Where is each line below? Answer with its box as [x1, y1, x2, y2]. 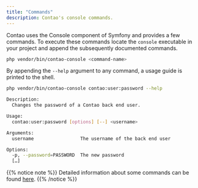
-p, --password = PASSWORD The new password [12, 152, 124, 159]
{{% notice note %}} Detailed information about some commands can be [6, 169, 189, 176]
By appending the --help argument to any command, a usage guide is [6, 67, 182, 74]
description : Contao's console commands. [6, 15, 114, 21]
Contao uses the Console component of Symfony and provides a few [6, 31, 180, 38]
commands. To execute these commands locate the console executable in [6, 38, 193, 45]
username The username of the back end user [12, 136, 171, 142]
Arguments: [6, 129, 34, 136]
